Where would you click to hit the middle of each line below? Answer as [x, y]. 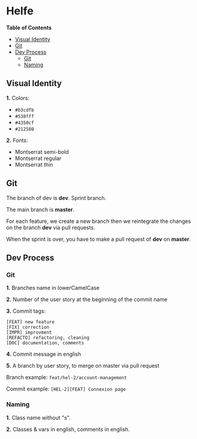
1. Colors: [18, 98]
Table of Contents [29, 28]
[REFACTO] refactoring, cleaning [48, 338]
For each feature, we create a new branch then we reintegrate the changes [99, 221]
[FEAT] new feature [31, 322]
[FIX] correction [28, 328]
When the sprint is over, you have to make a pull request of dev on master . [99, 239]
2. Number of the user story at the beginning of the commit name [87, 299]
